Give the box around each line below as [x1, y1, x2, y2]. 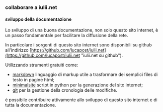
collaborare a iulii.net [5, 4, 57, 11]
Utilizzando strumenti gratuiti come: [5, 62, 79, 68]
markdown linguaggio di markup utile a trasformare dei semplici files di [12, 72, 158, 77]
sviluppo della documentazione [5, 16, 72, 22]
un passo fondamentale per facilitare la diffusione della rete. [5, 33, 128, 38]
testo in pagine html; [12, 77, 55, 83]
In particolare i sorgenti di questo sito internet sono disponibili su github [5, 42, 152, 48]
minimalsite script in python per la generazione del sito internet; [12, 82, 143, 88]
